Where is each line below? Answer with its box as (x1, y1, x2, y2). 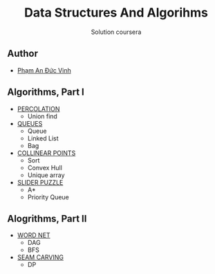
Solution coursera (91, 28, 142, 36)
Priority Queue (27, 192, 69, 201)
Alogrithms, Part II (7, 212, 87, 224)
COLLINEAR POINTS (17, 149, 76, 157)
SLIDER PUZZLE (17, 178, 64, 186)
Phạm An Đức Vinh (17, 66, 71, 74)
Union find (27, 112, 57, 120)
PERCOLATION (17, 104, 60, 113)
